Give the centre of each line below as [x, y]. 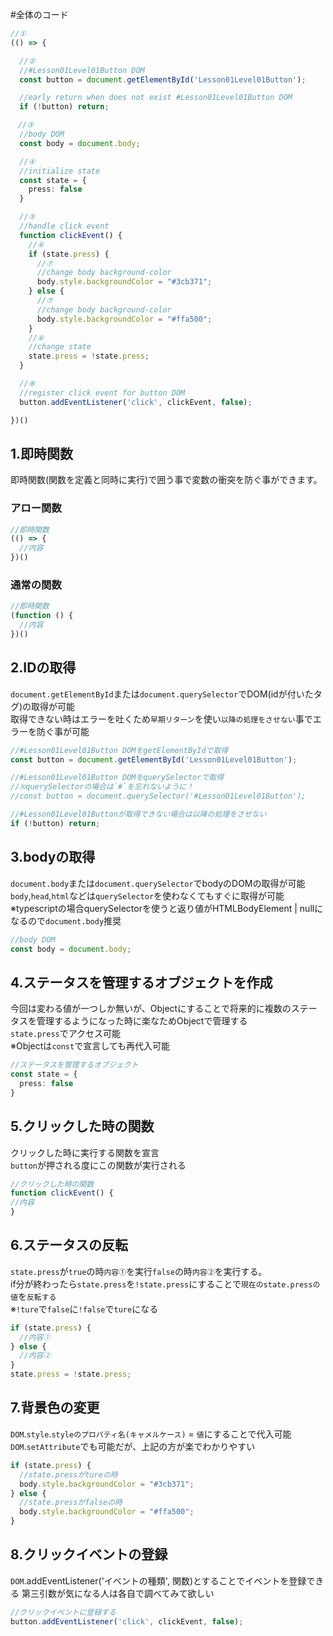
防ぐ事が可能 [63, 731]
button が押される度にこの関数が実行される [98, 1165]
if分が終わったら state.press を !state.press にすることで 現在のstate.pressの [165, 1284]
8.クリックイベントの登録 [89, 1554]
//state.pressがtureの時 [68, 1474]
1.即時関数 [42, 453]
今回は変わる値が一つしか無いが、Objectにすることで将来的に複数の [151, 1009]
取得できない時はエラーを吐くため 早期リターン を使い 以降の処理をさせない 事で [161, 719]
